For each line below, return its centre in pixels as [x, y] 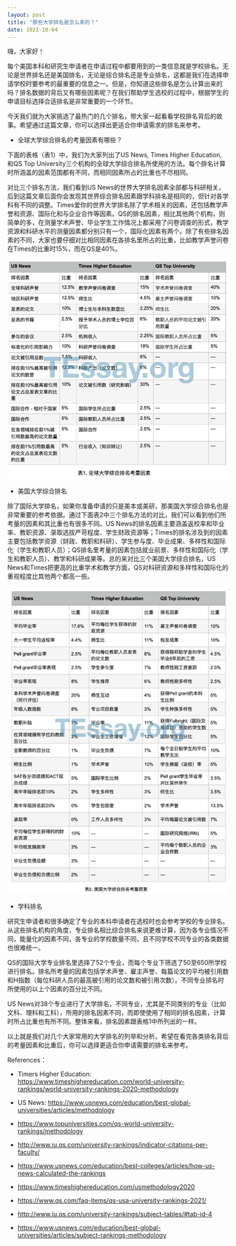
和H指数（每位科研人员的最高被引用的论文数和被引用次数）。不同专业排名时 [116, 981]
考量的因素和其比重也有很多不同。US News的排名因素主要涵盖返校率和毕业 [116, 524]
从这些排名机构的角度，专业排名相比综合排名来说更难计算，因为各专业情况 [115, 930]
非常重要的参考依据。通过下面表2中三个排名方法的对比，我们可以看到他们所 [117, 515]
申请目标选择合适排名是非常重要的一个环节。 [72, 101]
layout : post [26, 15]
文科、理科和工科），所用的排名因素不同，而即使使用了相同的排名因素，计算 [117, 1013]
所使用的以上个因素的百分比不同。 [57, 989]
